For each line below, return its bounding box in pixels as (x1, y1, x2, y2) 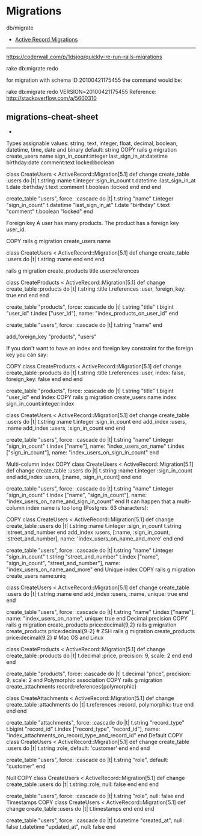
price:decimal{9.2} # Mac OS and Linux (6, 634, 104, 641)
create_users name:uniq (6, 572, 66, 579)
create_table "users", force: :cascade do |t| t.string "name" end (6, 321, 162, 329)
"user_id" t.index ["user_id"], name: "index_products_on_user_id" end (6, 309, 179, 317)
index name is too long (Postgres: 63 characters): (26, 504, 148, 511)
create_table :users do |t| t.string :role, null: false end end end (6, 781, 159, 788)
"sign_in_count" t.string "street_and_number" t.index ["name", (6, 553, 159, 560)
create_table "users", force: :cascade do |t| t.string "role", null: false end (6, 792, 185, 799)
